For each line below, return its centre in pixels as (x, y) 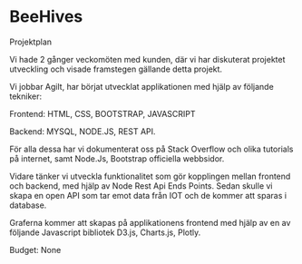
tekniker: (26, 96)
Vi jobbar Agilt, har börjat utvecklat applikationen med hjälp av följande (141, 86)
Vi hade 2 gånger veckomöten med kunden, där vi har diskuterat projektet (147, 59)
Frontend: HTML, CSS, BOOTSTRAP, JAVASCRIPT (103, 113)
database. (28, 205)
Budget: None (35, 249)
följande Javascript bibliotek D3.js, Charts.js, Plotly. (105, 232)
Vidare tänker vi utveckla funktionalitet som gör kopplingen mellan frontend (150, 176)
